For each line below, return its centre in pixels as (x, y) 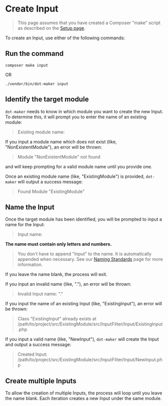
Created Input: (32, 354)
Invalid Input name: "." (40, 294)
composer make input (27, 65)
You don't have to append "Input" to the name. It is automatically (85, 254)
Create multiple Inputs (41, 381)
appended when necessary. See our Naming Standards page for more (90, 259)
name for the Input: (25, 225)
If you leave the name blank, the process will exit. (56, 275)
